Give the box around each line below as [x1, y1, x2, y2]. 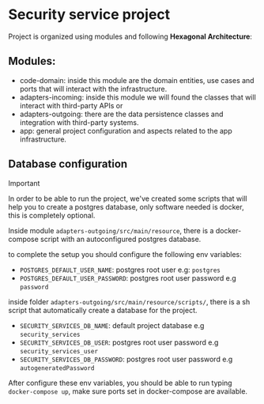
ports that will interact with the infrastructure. [19, 84, 168, 93]
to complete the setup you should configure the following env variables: [8, 249, 243, 259]
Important [8, 178, 40, 187]
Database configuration [8, 157, 128, 171]
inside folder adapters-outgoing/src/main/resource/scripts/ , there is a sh [8, 296, 251, 306]
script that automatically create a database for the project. [8, 305, 198, 315]
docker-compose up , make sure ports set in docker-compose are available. [8, 386, 247, 396]
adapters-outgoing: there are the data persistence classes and [19, 109, 224, 119]
